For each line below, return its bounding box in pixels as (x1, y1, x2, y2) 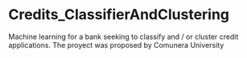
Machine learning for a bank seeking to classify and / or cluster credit (8, 32, 239, 41)
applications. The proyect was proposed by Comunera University (8, 40, 224, 49)
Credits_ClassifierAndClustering (8, 6, 230, 24)
